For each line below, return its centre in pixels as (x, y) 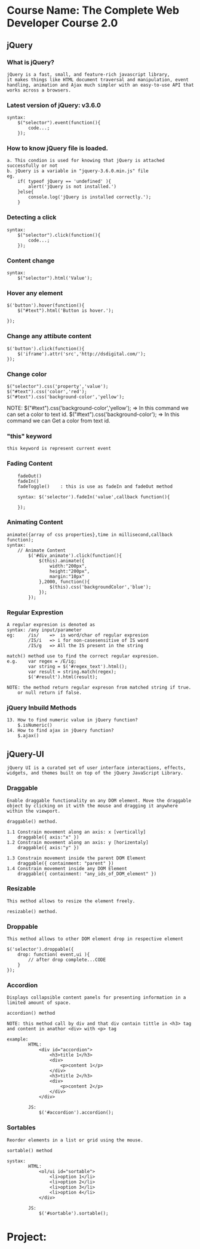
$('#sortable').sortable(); (74, 1213)
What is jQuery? (30, 62)
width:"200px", (68, 566)
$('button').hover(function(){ (46, 305)
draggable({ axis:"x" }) (48, 837)
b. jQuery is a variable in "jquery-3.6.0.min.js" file (78, 171)
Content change (31, 261)
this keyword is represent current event (59, 449)
